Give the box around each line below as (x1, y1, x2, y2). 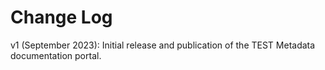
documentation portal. (10, 49, 102, 61)
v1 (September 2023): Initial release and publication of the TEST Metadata (10, 39, 316, 51)
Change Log (10, 6, 113, 29)
